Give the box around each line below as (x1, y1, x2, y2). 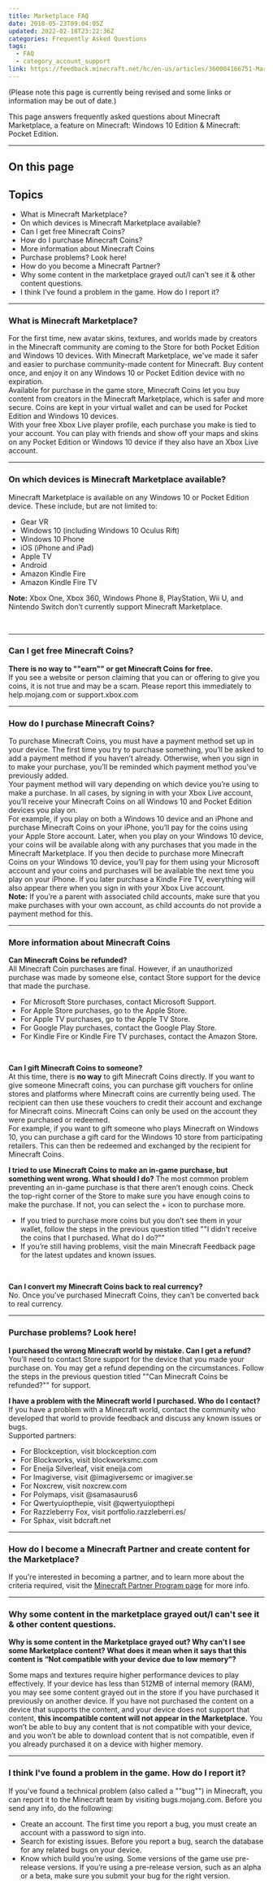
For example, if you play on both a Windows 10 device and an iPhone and (8, 814, 253, 824)
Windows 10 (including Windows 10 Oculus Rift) (19, 526, 180, 535)
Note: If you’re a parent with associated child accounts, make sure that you (8, 892, 260, 901)
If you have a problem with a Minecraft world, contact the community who (8, 1404, 256, 1414)
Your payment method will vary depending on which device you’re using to (8, 779, 259, 789)
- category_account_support (15, 58, 111, 66)
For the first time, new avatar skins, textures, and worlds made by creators (8, 334, 258, 343)
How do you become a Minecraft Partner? (19, 261, 161, 271)
